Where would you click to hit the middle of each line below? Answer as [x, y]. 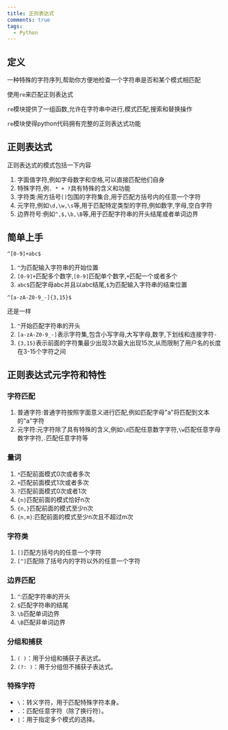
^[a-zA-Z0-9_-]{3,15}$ [39, 297]
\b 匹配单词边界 [38, 613]
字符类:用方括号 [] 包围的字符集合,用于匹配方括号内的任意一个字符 [109, 197]
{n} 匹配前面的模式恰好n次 [53, 499]
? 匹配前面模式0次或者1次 [52, 491]
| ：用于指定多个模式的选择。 [58, 719]
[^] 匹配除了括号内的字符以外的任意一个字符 [79, 561]
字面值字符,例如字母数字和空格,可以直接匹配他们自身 [91, 180]
